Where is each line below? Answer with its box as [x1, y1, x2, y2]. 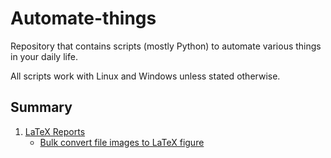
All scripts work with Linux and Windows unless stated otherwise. [10, 70, 281, 82]
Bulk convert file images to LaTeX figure [39, 136, 205, 148]
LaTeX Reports [24, 125, 86, 137]
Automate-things [10, 7, 157, 30]
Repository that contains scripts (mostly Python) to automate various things [10, 40, 322, 52]
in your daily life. [10, 50, 78, 62]
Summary [10, 99, 73, 116]
